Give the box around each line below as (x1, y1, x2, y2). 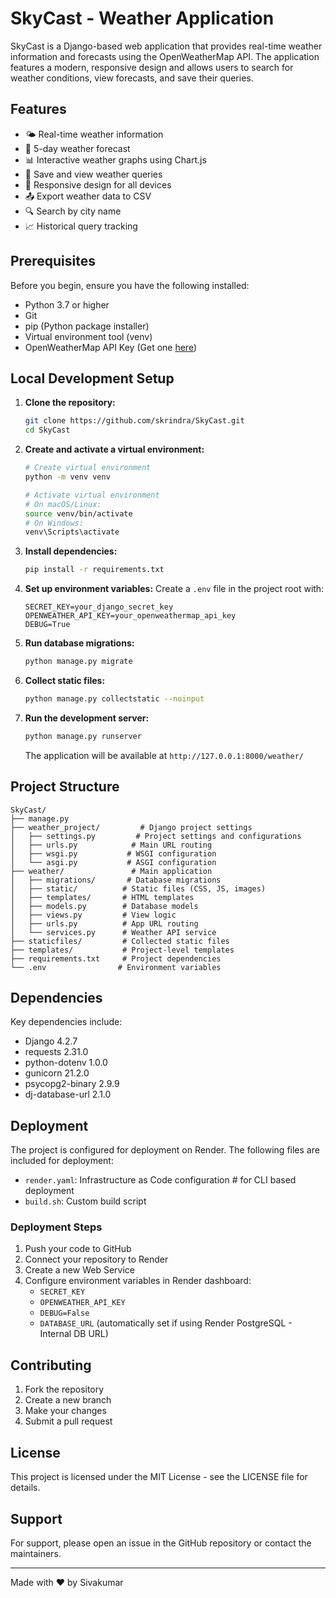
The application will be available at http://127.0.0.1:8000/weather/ (24, 749, 304, 761)
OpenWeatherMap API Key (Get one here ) (24, 341, 198, 353)
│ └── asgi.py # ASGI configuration (10, 857, 217, 867)
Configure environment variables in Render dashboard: (24, 1275, 252, 1287)
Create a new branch (24, 1394, 112, 1406)
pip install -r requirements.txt (24, 565, 165, 575)
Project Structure (10, 778, 120, 796)
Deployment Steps (10, 1220, 103, 1234)
